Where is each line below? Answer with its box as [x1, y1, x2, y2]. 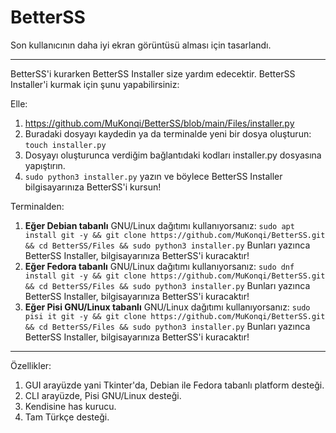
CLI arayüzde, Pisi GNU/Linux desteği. [24, 389, 182, 401]
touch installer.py [24, 140, 107, 150]
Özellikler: [10, 359, 52, 371]
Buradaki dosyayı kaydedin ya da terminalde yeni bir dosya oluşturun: [24, 127, 312, 140]
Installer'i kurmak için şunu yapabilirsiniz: [10, 78, 180, 90]
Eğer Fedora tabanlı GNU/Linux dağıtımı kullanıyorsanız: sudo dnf [24, 260, 295, 272]
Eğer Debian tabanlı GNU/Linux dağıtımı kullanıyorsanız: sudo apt [24, 219, 295, 231]
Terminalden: [10, 200, 65, 212]
